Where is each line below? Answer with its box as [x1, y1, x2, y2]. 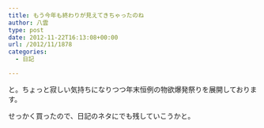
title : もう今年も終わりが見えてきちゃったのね [8, 11, 145, 20]
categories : [8, 48, 47, 56]
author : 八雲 [8, 19, 49, 27]
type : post [8, 26, 44, 34]
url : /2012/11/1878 [8, 41, 73, 49]
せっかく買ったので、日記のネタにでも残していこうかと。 [8, 111, 195, 120]
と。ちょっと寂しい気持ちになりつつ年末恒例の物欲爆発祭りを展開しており [8, 84, 251, 94]
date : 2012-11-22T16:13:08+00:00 [8, 33, 119, 42]
